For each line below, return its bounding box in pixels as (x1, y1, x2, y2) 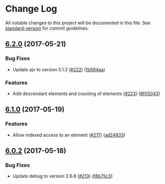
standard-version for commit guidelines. (5, 25, 89, 31)
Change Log (5, 3, 57, 15)
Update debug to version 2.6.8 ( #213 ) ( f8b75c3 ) (12, 173, 113, 179)
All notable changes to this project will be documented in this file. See (5, 20, 151, 26)
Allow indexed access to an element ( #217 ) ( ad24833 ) (12, 132, 126, 138)
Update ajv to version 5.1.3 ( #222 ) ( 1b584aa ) (12, 66, 105, 72)
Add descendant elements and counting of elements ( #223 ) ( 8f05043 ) (12, 90, 160, 97)
